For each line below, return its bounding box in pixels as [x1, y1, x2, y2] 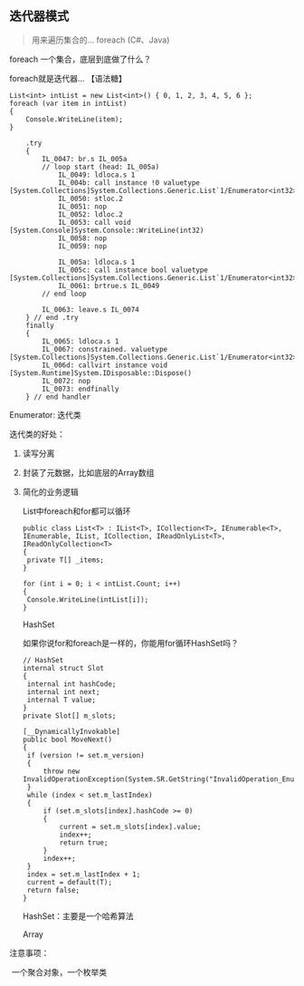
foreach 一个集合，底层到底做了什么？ [9, 53, 152, 64]
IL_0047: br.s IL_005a [42, 154, 128, 163]
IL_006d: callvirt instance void [42, 361, 168, 370]
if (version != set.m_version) [26, 750, 145, 759]
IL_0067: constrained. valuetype [42, 344, 168, 353]
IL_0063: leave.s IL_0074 [42, 304, 140, 314]
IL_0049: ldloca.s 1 [57, 170, 136, 179]
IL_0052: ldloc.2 [57, 209, 124, 219]
